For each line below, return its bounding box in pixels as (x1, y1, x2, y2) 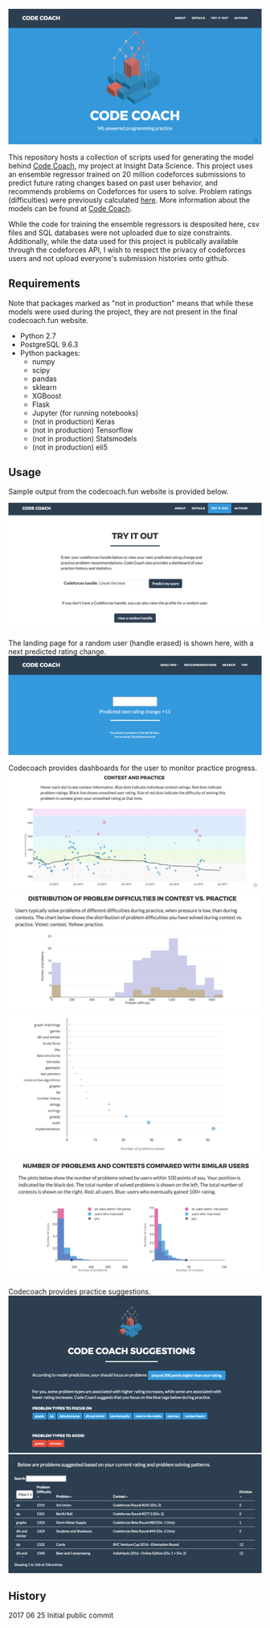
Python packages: (19, 348, 80, 358)
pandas (31, 374, 58, 383)
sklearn (31, 382, 57, 391)
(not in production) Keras (31, 416, 115, 426)
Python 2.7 (19, 331, 56, 341)
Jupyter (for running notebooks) (31, 408, 139, 417)
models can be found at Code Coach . (8, 203, 133, 213)
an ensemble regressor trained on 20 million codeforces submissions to (8, 169, 246, 179)
